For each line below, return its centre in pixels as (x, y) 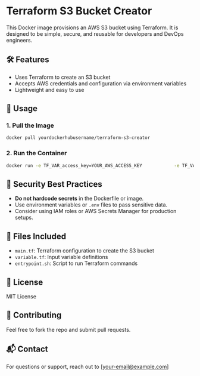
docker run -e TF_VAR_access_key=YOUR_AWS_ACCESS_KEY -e (93, 165)
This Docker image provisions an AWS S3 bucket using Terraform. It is (92, 27)
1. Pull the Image (30, 125)
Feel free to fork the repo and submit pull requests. (68, 329)
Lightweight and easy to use (49, 90)
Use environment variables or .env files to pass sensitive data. (91, 205)
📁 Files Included (36, 236)
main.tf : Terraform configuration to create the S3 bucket (85, 251)
